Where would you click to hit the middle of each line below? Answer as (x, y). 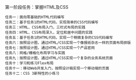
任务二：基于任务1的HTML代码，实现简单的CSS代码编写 (52, 22)
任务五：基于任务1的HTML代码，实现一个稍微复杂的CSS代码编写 (59, 38)
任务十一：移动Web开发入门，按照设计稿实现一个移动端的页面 (57, 68)
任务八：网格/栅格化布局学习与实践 (35, 53)
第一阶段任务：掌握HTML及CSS (37, 7)
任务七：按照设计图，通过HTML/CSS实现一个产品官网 (50, 48)
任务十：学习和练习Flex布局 (29, 63)
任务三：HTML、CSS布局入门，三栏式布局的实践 (45, 27)
